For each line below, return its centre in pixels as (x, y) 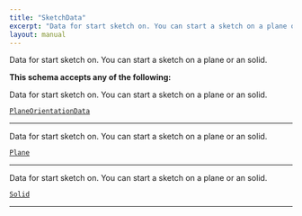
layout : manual (38, 34)
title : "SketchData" (48, 18)
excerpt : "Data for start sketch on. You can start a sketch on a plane (148, 26)
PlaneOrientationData (50, 112)
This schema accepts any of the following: (90, 77)
